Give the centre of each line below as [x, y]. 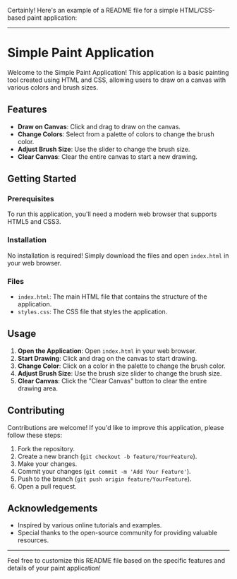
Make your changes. [47, 464]
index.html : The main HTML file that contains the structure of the [112, 297]
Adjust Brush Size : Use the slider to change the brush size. [104, 149]
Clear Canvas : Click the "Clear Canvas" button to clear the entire [112, 381]
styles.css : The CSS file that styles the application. [92, 312]
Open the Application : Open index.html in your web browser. [107, 351]
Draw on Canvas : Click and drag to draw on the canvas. [99, 126]
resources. [33, 540]
